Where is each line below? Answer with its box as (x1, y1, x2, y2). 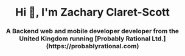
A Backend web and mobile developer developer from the (5, 27, 180, 36)
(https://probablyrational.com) (46, 42, 139, 51)
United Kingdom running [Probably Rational (19, 34, 151, 43)
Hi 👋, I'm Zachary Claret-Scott (15, 5, 170, 19)
